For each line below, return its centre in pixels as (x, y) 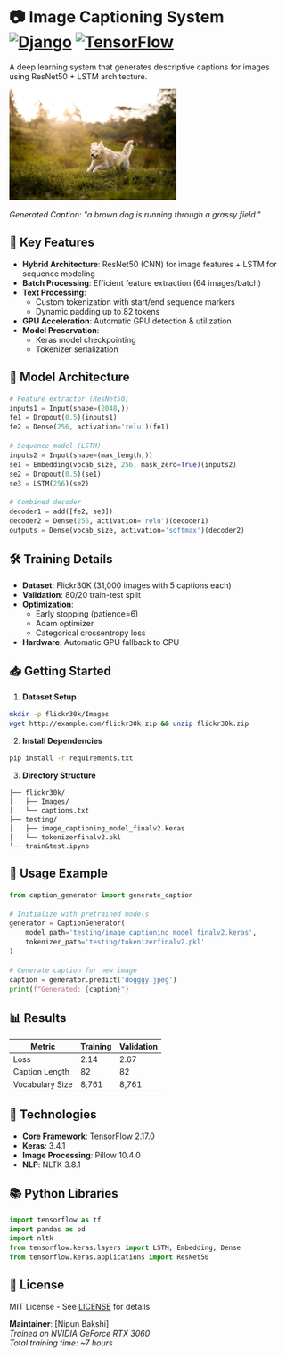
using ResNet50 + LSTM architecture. (78, 76)
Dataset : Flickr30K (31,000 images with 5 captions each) (127, 585)
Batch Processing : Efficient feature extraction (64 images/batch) (141, 282)
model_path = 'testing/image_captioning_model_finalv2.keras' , (141, 933)
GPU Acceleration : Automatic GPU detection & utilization (127, 321)
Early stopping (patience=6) (87, 613)
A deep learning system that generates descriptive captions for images (139, 67)
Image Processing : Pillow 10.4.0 (81, 1155)
